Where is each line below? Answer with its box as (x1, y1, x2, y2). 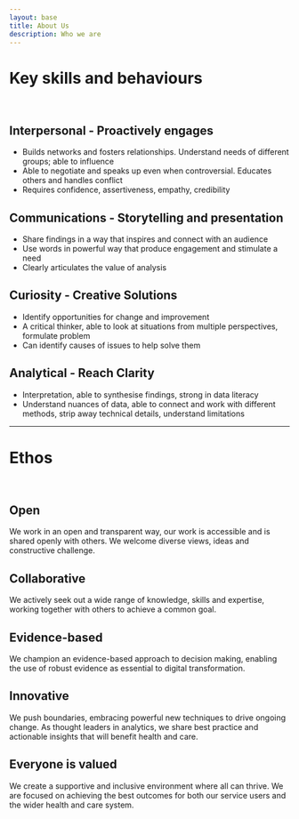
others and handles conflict (21, 175, 123, 186)
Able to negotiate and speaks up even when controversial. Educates (21, 165, 272, 176)
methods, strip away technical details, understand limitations (21, 408, 245, 419)
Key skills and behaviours (9, 68, 203, 88)
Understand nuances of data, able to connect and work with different (21, 398, 276, 409)
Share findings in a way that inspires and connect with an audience (21, 233, 269, 245)
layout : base (9, 12, 58, 22)
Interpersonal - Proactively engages (9, 123, 214, 138)
